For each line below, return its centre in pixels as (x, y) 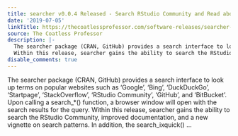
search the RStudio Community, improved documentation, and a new (108, 117)
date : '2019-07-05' (36, 20)
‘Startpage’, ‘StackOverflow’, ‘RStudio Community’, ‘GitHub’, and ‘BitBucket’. (117, 94)
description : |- (31, 40)
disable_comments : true (42, 60)
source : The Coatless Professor (55, 33)
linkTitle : (23, 27)
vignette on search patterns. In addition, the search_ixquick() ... (100, 125)
